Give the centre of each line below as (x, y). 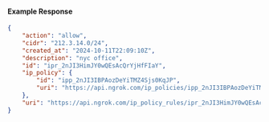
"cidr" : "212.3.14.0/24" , (65, 43)
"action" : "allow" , (55, 36)
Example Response (40, 11)
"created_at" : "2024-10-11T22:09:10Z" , (89, 51)
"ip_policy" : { (47, 73)
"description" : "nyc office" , (73, 58)
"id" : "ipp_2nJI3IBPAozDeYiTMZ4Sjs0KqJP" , (108, 80)
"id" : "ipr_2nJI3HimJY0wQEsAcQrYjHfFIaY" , (94, 65)
